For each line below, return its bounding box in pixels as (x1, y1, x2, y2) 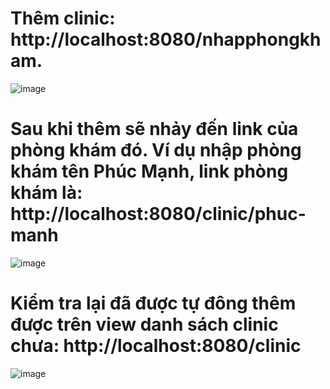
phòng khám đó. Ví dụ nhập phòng (10, 139, 302, 162)
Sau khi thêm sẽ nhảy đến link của (10, 118, 299, 141)
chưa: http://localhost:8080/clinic (10, 335, 302, 357)
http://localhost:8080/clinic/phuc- (10, 203, 307, 226)
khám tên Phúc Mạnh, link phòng (10, 160, 289, 183)
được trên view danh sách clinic (10, 313, 279, 336)
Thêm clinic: (10, 7, 116, 30)
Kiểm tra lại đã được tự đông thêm (10, 292, 297, 315)
